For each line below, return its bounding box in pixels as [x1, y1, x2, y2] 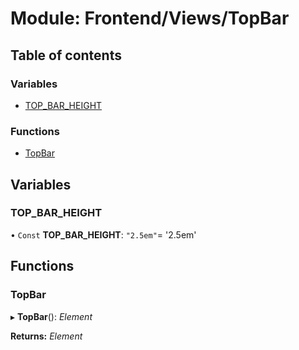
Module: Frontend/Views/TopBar [10, 7, 290, 30]
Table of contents [10, 47, 122, 64]
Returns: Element [10, 330, 83, 342]
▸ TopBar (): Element [10, 310, 93, 322]
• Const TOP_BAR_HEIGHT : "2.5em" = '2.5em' [10, 228, 197, 241]
